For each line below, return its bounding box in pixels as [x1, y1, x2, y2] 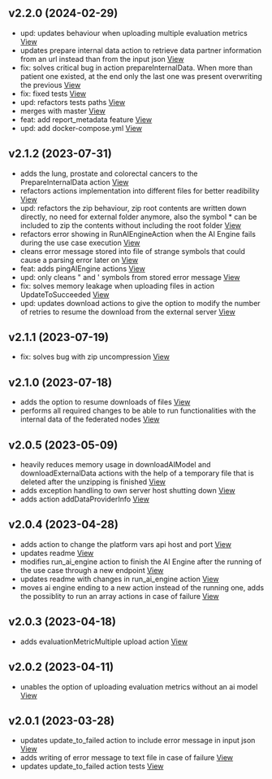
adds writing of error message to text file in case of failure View [19, 753, 234, 763]
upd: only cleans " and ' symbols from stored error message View [19, 272, 240, 282]
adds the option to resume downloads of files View [19, 397, 191, 407]
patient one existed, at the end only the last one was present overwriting [19, 71, 262, 81]
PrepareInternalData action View [19, 177, 129, 186]
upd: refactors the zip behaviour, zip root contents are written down [19, 203, 247, 212]
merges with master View [19, 106, 106, 116]
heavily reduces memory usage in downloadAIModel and [19, 460, 211, 470]
